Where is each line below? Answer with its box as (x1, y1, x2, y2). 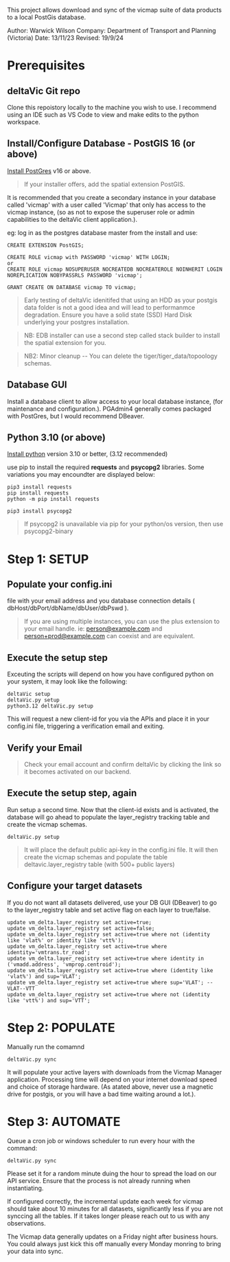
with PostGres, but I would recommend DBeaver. (7, 412, 145, 420)
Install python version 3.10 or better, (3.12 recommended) (7, 450, 168, 458)
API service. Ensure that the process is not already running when (7, 1176, 191, 1184)
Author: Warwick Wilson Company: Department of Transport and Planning (7, 27, 216, 34)
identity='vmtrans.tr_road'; (7, 949, 91, 956)
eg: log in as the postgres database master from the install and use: (7, 228, 198, 236)
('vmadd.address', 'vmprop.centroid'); (7, 961, 122, 968)
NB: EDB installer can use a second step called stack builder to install (23, 331, 220, 339)
